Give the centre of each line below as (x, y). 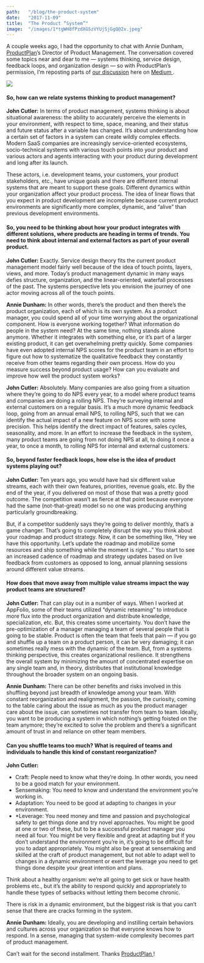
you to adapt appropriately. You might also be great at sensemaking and (105, 848)
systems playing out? (34, 466)
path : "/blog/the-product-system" (53, 12)
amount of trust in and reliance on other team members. (76, 732)
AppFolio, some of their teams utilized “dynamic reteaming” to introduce (97, 610)
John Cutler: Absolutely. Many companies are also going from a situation (98, 387)
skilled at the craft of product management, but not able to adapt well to (105, 855)
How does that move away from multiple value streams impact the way (98, 583)
